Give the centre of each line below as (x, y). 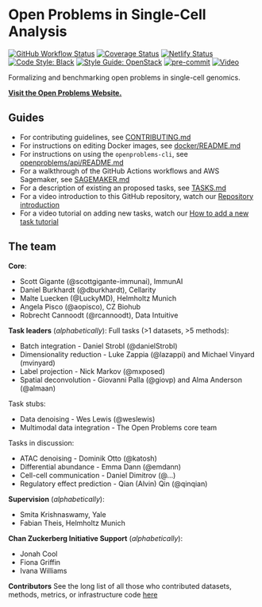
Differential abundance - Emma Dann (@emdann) (100, 466)
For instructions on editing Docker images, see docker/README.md (130, 146)
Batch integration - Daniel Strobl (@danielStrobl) (98, 346)
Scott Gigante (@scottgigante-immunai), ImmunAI (101, 281)
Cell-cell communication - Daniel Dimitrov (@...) (98, 475)
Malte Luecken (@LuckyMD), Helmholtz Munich (98, 298)
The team (33, 247)
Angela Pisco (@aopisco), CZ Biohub (80, 306)
